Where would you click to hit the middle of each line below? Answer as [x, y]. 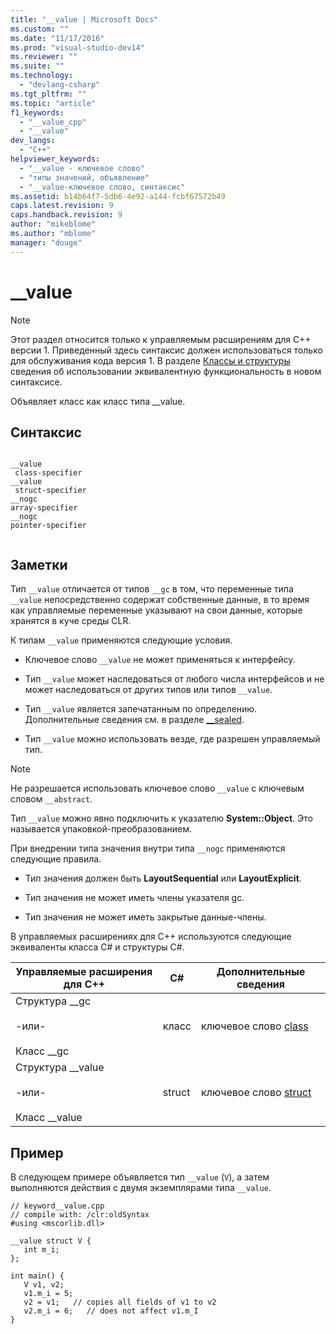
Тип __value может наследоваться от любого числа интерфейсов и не [174, 679]
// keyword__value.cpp [57, 1206]
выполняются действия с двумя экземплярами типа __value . [141, 1187]
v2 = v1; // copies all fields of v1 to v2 [120, 1302]
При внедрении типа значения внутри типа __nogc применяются [148, 848]
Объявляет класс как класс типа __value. [98, 401]
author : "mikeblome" [53, 224]
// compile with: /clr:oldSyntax [80, 1215]
